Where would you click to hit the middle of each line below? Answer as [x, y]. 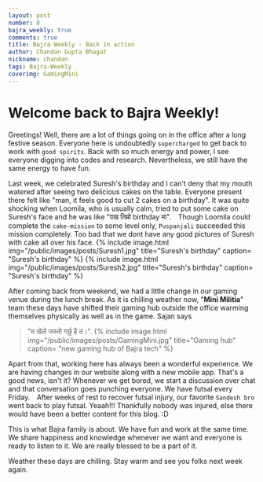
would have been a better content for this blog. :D [88, 414]
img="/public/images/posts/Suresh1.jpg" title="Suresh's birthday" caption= [130, 250]
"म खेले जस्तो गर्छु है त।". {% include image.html [97, 331]
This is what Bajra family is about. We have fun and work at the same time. [128, 429]
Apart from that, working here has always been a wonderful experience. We [131, 363]
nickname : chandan [38, 60]
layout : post [29, 15]
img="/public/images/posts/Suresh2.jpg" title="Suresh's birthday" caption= [131, 267]
